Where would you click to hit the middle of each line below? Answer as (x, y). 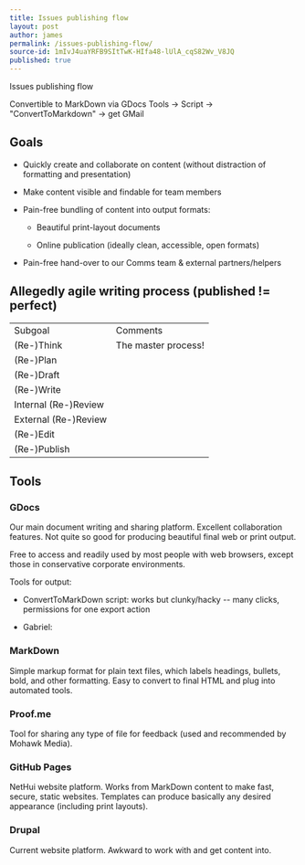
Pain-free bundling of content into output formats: (116, 209)
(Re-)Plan (36, 360)
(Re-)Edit (34, 434)
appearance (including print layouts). (79, 807)
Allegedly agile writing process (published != (140, 292)
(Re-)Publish (42, 448)
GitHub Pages (41, 766)
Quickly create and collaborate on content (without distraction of (144, 164)
